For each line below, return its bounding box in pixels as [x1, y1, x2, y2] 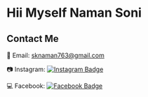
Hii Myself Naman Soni [6, 5, 142, 21]
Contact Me [6, 33, 59, 45]
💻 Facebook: [6, 82, 46, 90]
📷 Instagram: [6, 65, 46, 73]
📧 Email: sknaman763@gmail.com [6, 51, 105, 59]
